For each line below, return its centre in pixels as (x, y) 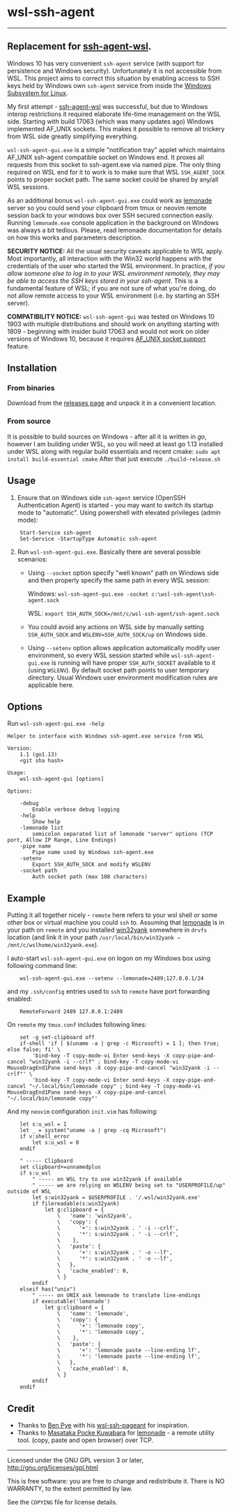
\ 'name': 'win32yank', (94, 1216)
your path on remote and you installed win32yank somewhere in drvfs (107, 930)
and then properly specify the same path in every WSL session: (119, 580)
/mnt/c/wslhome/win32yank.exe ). (53, 945)
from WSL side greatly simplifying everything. (73, 136)
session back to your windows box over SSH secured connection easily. (110, 215)
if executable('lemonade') (71, 1302)
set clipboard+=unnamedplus (60, 1167)
